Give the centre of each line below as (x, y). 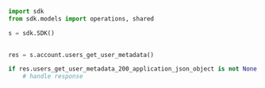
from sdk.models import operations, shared (81, 19)
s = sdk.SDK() (32, 33)
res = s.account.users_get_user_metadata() (81, 55)
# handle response (53, 77)
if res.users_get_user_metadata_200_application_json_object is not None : (134, 69)
